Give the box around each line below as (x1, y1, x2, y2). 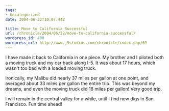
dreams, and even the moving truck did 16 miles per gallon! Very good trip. (5, 86, 162, 92)
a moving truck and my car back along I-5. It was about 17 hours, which (5, 60, 156, 66)
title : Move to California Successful (5, 26, 88, 31)
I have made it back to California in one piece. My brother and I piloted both (5, 54, 164, 60)
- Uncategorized (5, 12, 40, 17)
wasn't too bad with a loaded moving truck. (5, 65, 96, 71)
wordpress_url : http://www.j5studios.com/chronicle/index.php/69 (5, 40, 147, 46)
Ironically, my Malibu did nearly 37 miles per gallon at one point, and (5, 75, 149, 81)
